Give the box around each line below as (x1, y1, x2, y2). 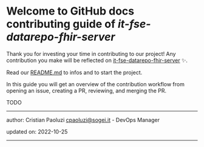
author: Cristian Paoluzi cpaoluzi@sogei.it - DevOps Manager (6, 116, 160, 123)
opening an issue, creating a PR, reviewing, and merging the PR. (6, 87, 167, 94)
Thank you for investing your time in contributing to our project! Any (6, 50, 176, 57)
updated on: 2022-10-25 (6, 128, 68, 135)
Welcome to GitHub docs (6, 4, 135, 18)
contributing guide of (6, 17, 116, 31)
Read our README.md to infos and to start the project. (6, 69, 143, 76)
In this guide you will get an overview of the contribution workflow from (6, 80, 185, 87)
